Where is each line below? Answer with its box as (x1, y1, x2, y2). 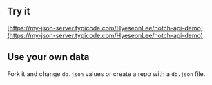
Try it (7, 6, 30, 17)
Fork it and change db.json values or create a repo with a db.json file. (7, 69, 206, 78)
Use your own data (7, 51, 90, 63)
